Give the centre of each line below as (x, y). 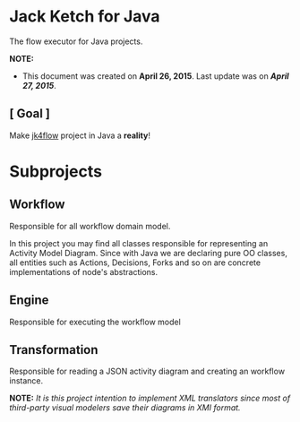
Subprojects (56, 171)
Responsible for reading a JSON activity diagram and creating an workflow (147, 371)
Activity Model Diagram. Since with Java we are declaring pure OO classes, (149, 253)
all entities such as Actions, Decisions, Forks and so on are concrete (135, 263)
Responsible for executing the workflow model (95, 322)
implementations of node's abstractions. (84, 271)
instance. (26, 381)
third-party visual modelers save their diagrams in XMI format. (125, 408)
